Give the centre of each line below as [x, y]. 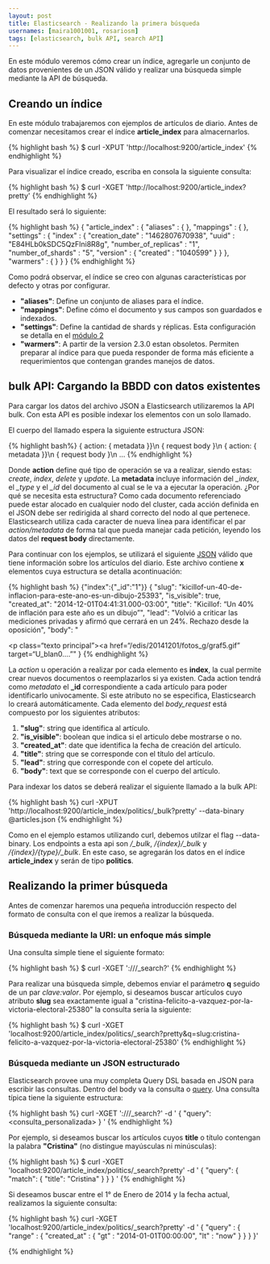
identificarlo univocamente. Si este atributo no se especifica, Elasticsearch [132, 695]
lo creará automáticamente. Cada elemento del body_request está [118, 703]
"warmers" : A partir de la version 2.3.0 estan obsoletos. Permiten [129, 344]
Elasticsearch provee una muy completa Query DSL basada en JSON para [131, 1081]
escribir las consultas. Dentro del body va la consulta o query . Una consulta [134, 1089]
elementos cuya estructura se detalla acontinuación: [96, 571]
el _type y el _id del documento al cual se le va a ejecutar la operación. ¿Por [134, 487]
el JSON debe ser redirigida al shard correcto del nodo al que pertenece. [129, 512]
